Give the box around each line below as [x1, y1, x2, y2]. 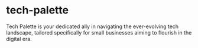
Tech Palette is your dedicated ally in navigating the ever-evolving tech [6, 23, 179, 30]
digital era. [6, 35, 33, 42]
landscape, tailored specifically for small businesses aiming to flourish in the [6, 29, 192, 36]
